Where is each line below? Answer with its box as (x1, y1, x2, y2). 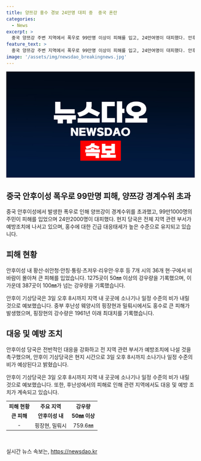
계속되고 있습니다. (17, 388, 59, 396)
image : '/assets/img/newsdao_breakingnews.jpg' (6, 54, 127, 60)
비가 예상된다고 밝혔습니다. (6, 360, 69, 368)
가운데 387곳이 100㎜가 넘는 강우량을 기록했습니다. (6, 282, 126, 289)
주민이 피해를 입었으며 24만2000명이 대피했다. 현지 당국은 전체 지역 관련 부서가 (6, 216, 192, 223)
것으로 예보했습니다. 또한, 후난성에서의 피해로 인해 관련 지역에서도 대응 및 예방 (6, 381, 188, 388)
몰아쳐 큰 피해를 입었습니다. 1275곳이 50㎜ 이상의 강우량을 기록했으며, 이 (22, 274, 192, 281)
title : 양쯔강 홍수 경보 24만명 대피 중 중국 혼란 (6, 10, 118, 16)
